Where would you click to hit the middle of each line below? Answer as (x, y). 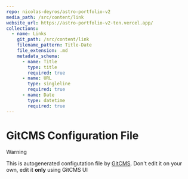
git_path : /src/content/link (53, 39)
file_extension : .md (42, 51)
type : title (43, 67)
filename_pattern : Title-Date (55, 45)
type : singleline (49, 84)
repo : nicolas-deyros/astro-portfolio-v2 (58, 12)
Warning (16, 152)
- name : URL (37, 78)
